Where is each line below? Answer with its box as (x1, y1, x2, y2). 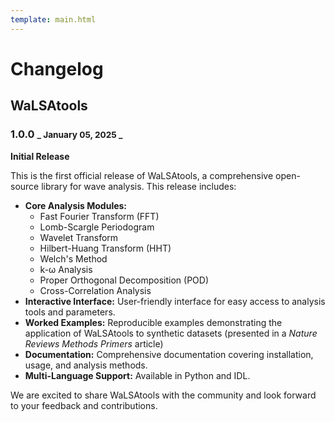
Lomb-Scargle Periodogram (39, 221, 155, 233)
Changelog (10, 57, 104, 80)
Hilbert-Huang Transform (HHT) (39, 242, 172, 254)
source (10, 180, 40, 192)
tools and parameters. (24, 306, 116, 318)
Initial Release (10, 150, 70, 162)
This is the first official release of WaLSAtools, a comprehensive (10, 169, 274, 181)
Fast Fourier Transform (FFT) (39, 210, 160, 222)
